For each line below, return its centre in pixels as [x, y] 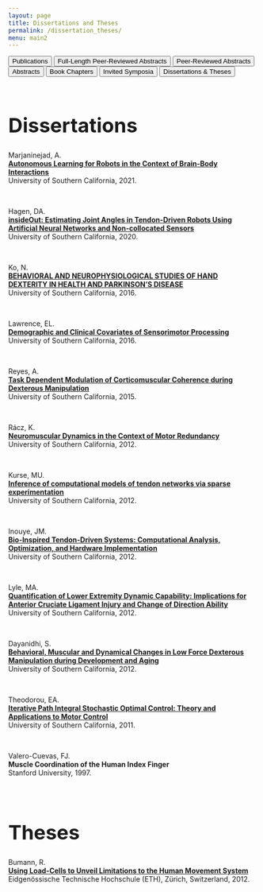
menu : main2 [28, 38]
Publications [30, 62]
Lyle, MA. [23, 588]
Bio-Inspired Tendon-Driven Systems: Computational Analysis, [114, 540]
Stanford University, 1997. [50, 773]
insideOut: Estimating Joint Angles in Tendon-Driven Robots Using [120, 220]
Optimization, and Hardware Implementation [83, 549]
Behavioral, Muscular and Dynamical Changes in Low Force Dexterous [126, 652]
